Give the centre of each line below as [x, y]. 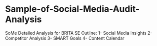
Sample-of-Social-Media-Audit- [72, 9]
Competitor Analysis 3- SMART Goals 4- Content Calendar [65, 38]
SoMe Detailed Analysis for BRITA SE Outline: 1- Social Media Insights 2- [79, 33]
